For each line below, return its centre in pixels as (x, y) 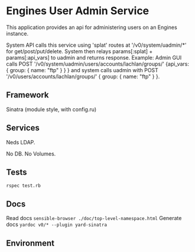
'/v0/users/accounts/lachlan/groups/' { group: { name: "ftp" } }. (83, 76)
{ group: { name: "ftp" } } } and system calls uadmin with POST (82, 70)
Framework (27, 95)
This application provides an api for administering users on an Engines (92, 27)
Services (23, 128)
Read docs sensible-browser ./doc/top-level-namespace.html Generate (94, 218)
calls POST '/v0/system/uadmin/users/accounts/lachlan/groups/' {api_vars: (98, 64)
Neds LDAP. (21, 142)
